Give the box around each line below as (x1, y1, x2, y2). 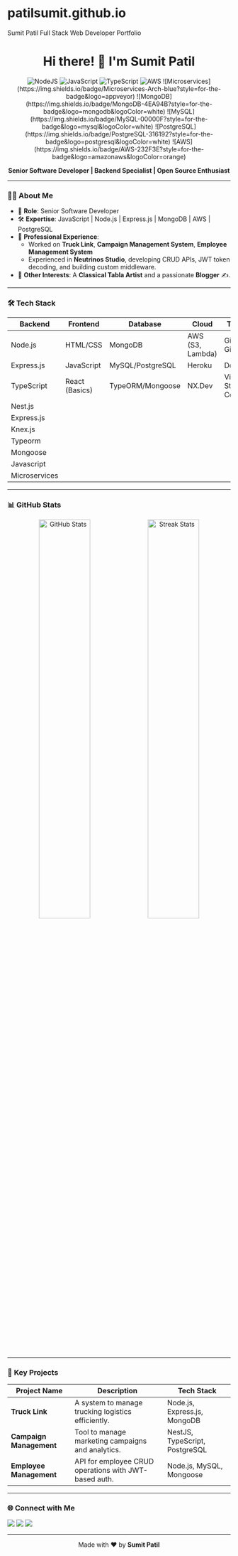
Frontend (68, 319, 100, 329)
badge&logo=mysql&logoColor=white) (41, 122, 154, 131)
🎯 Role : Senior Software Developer (17, 207, 119, 215)
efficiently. (74, 1416, 110, 1426)
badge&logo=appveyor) (66, 92, 135, 100)
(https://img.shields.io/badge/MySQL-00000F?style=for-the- (30, 114, 208, 123)
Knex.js (11, 424, 35, 434)
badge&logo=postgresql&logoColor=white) (45, 137, 171, 146)
